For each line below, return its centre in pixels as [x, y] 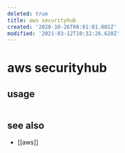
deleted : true [28, 14]
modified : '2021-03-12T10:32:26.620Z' [64, 33]
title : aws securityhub [42, 20]
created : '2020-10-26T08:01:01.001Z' [62, 27]
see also [26, 125]
